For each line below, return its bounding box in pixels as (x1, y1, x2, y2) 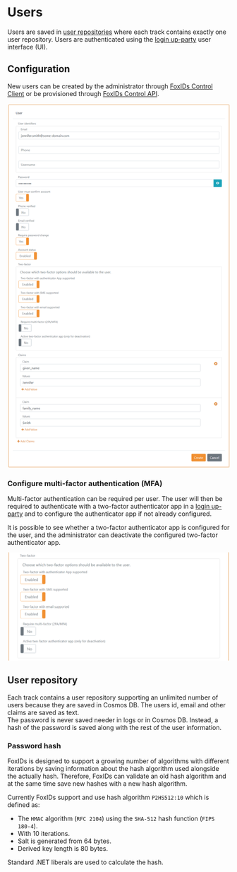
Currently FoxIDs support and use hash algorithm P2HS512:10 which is (7, 793, 209, 802)
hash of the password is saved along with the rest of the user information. (7, 723, 222, 731)
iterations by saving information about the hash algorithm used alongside (7, 765, 220, 773)
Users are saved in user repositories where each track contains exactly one (7, 28, 227, 36)
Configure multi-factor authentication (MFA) (7, 478, 163, 488)
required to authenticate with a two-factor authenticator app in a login (7, 502, 210, 511)
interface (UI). (7, 42, 48, 51)
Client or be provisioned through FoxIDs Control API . (7, 89, 159, 98)
